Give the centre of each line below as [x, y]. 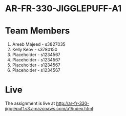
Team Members [37, 31]
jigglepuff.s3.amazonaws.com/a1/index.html [49, 109]
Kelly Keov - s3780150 [35, 50]
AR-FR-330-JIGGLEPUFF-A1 [63, 9]
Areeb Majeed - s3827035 [39, 44]
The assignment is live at [30, 103]
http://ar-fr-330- [73, 103]
